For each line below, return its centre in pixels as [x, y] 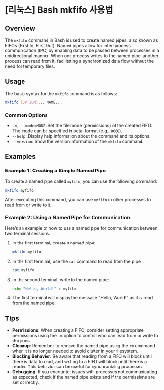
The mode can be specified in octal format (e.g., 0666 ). [67, 131]
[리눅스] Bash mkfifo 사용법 [59, 10]
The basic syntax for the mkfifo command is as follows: [61, 93]
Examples [20, 157]
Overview [20, 28]
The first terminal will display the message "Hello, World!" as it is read [82, 298]
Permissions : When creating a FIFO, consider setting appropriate [78, 330]
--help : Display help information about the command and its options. [81, 136]
